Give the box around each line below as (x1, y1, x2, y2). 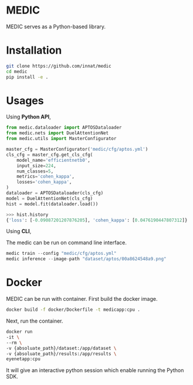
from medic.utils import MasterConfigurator (6, 136, 117, 142)
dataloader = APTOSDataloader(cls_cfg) (6, 190, 104, 196)
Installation (6, 44, 62, 57)
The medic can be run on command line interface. (6, 239, 127, 246)
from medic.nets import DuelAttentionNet (6, 130, 109, 136)
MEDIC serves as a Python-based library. (6, 23, 106, 30)
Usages (6, 94, 44, 107)
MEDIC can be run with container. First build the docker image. (6, 296, 158, 303)
